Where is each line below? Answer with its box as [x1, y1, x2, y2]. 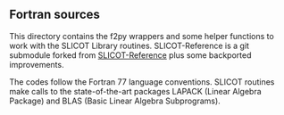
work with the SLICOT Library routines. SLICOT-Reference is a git [9, 40, 250, 51]
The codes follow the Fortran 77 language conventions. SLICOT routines [9, 76, 275, 87]
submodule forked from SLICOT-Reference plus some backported [9, 49, 252, 61]
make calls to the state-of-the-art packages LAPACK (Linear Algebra [9, 86, 262, 96]
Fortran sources [9, 7, 101, 22]
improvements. [9, 59, 64, 70]
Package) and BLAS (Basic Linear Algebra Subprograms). [9, 95, 221, 106]
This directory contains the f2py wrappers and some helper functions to [9, 30, 274, 41]
